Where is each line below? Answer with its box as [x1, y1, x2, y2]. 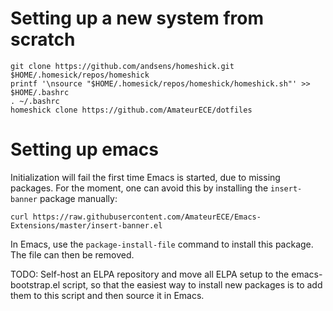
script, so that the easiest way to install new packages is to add [62, 278, 323, 291]
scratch [10, 28, 76, 51]
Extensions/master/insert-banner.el [10, 220, 163, 231]
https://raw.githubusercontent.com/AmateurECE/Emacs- [32, 212, 262, 222]
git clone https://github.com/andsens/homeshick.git [10, 61, 235, 71]
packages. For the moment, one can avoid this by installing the [10, 182, 269, 194]
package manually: [39, 192, 118, 204]
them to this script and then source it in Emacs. [10, 289, 205, 301]
